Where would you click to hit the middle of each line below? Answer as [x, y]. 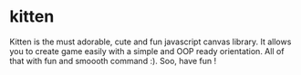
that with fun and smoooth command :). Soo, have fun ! [113, 61]
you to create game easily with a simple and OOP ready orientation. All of [147, 51]
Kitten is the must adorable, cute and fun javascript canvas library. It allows [150, 42]
